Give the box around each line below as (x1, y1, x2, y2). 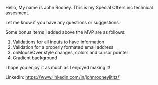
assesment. (5, 10, 29, 16)
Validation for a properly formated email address (12, 44, 114, 50)
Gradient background (12, 55, 57, 61)
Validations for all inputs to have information (12, 39, 105, 45)
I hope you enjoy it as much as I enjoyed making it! (5, 65, 110, 70)
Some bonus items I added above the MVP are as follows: (5, 29, 126, 35)
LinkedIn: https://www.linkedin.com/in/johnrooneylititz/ (5, 74, 120, 80)
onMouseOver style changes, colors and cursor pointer (12, 50, 128, 55)
